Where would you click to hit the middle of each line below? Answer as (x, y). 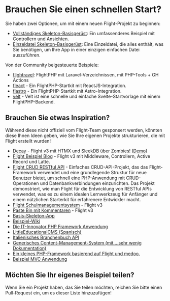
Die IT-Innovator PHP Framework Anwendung (60, 226)
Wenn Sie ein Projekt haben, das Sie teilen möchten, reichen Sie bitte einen (84, 287)
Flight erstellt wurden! (28, 141)
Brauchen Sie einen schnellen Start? (83, 9)
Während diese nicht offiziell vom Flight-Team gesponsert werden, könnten (84, 130)
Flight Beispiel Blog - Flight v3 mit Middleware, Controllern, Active (81, 156)
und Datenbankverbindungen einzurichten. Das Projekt (97, 183)
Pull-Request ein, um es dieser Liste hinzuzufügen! (58, 293)
